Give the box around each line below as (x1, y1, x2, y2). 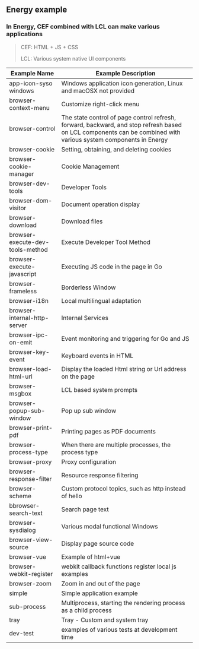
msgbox (9, 389, 32, 397)
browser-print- (9, 423, 53, 432)
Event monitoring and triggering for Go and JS (61, 334, 190, 343)
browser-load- (9, 365, 52, 373)
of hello (61, 492, 82, 500)
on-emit (9, 338, 33, 346)
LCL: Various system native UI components (20, 55, 126, 62)
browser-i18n (9, 296, 49, 305)
